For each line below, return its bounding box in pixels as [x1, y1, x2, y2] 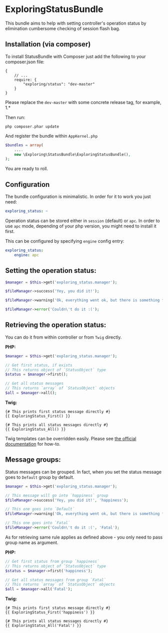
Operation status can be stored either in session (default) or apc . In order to [5, 218, 160, 224]
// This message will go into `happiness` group [5, 493, 108, 498]
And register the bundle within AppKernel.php [5, 133, 98, 139]
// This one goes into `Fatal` [5, 520, 70, 525]
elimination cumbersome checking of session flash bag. [5, 25, 120, 31]
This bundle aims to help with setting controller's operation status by [5, 20, 146, 26]
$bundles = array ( [5, 142, 43, 148]
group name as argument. [5, 539, 58, 546]
